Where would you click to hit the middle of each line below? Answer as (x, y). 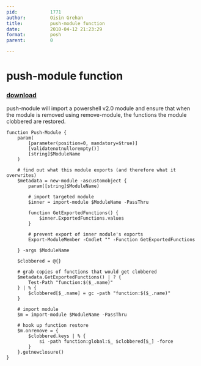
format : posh (34, 35)
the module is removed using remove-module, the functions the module (97, 115)
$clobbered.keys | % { (57, 336)
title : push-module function (56, 23)
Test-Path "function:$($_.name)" (71, 283)
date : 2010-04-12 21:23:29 (54, 29)
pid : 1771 (34, 12)
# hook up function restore (53, 326)
